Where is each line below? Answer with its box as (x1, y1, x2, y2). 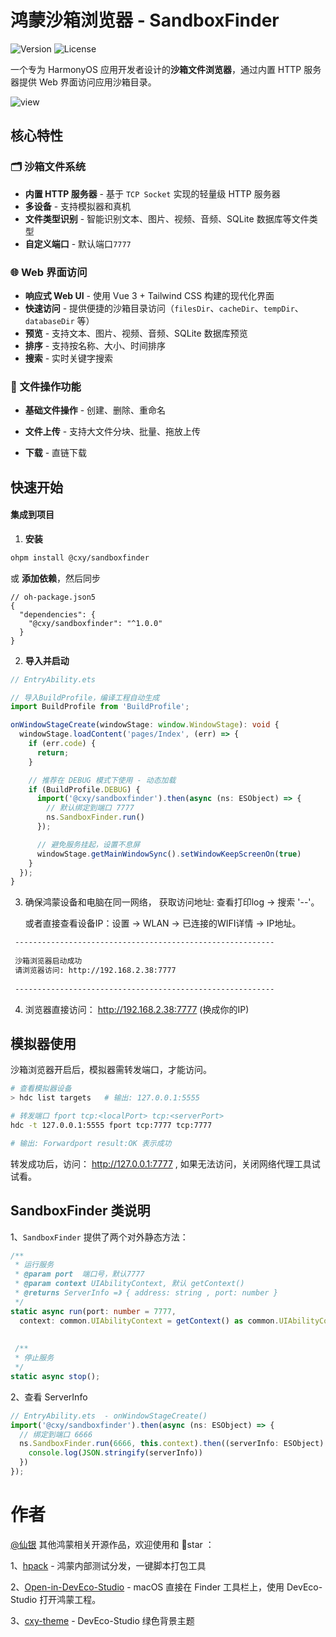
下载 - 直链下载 (24, 447, 88, 459)
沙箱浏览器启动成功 (14, 956, 83, 966)
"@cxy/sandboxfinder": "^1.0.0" (28, 618, 163, 628)
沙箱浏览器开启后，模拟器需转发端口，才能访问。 (10, 1064, 212, 1076)
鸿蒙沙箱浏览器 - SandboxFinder (10, 9, 280, 32)
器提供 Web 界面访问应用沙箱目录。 (10, 76, 157, 88)
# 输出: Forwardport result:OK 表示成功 (10, 1138, 172, 1148)
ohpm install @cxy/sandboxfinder (10, 552, 150, 563)
